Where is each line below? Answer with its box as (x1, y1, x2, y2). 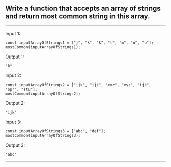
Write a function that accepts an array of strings (5, 4, 161, 13)
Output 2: (5, 100, 25, 106)
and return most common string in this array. (5, 12, 150, 21)
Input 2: (5, 72, 21, 78)
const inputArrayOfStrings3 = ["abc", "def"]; (5, 128, 106, 134)
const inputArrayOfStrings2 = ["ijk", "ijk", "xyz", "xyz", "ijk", (5, 82, 152, 87)
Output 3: (5, 142, 25, 148)
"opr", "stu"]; (5, 87, 38, 92)
